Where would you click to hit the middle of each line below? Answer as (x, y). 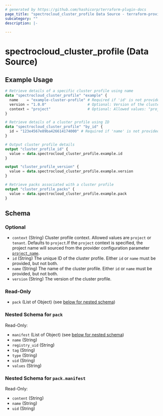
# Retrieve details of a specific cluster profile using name (69, 91)
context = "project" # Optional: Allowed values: (78, 109)
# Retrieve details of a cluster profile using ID (57, 122)
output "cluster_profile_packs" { (40, 189)
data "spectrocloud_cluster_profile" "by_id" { (54, 127)
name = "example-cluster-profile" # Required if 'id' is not (76, 100)
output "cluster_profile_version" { (42, 167)
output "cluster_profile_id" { (37, 149)
